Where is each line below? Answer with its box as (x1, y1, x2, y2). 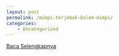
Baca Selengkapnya (6, 43, 57, 50)
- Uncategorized (17, 26, 59, 32)
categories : (6, 20, 37, 26)
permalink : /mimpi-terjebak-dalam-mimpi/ (6, 15, 114, 21)
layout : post (6, 9, 40, 15)
